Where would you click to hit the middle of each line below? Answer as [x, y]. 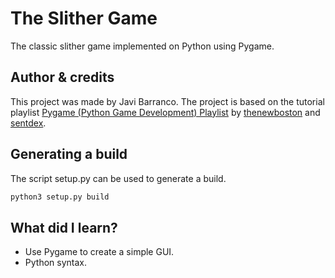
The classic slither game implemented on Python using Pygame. [142, 46]
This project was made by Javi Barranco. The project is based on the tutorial [167, 101]
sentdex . [28, 123]
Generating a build [69, 154]
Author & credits [62, 77]
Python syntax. [55, 263]
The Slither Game [84, 18]
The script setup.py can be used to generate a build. [118, 178]
